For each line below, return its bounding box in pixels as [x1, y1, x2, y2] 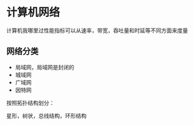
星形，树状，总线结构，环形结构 [6, 112, 87, 119]
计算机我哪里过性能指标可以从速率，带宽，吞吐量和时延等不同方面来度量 [6, 27, 188, 34]
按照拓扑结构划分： [6, 99, 55, 106]
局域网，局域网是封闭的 [15, 63, 74, 70]
